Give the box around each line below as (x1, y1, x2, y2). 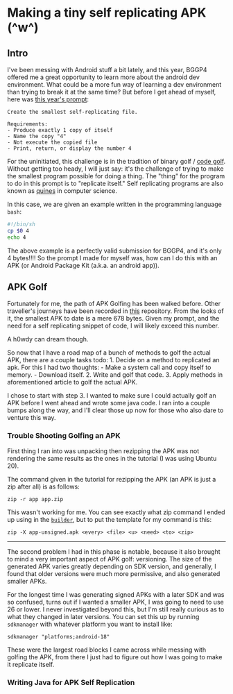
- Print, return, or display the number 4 (7, 145, 132, 152)
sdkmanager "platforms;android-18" (7, 633, 110, 640)
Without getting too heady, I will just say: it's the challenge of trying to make (7, 164, 224, 173)
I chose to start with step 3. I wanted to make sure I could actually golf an (7, 391, 216, 400)
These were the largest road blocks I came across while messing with (7, 645, 207, 654)
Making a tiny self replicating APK (7, 5, 207, 21)
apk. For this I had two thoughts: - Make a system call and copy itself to (7, 363, 212, 372)
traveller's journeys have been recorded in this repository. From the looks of (7, 307, 224, 315)
